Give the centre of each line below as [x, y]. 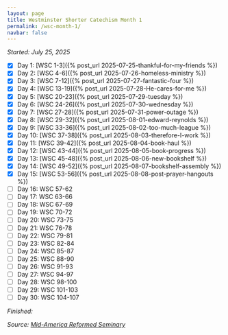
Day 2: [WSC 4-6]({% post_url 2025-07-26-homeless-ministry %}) [112, 73]
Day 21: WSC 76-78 [45, 228]
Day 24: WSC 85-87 [45, 251]
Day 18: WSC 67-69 [45, 205]
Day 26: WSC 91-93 [45, 266]
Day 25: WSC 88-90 [46, 259]
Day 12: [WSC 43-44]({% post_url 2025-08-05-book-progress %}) [112, 150]
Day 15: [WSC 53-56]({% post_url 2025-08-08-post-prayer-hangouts [115, 174]
